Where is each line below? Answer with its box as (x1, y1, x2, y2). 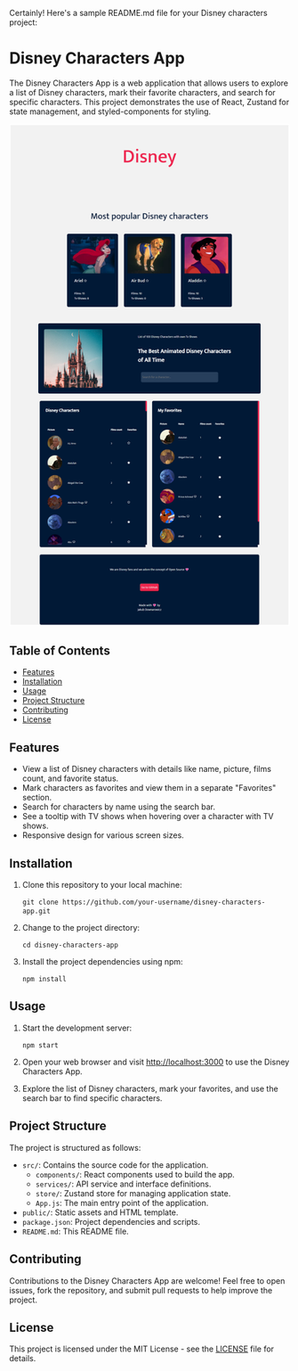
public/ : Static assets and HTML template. (21, 1207, 179, 1218)
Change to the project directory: (21, 923, 141, 933)
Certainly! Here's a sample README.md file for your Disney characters (9, 8, 269, 18)
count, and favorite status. (21, 773, 119, 784)
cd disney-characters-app (21, 940, 118, 950)
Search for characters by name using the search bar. (21, 801, 216, 812)
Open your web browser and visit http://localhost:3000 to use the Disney (21, 1056, 290, 1067)
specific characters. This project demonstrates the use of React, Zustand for (9, 96, 290, 107)
